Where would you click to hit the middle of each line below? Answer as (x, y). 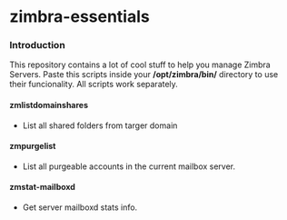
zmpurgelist (33, 146)
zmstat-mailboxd (42, 187)
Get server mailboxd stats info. (80, 207)
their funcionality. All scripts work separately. (94, 85)
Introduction (37, 45)
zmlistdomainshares (49, 105)
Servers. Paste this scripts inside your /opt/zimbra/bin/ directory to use (144, 75)
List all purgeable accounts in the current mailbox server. (129, 166)
